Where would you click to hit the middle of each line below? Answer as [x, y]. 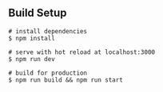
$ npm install [32, 38]
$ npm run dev [32, 59]
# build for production [48, 73]
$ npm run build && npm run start [66, 80]
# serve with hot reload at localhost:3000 [82, 52]
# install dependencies [48, 31]
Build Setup [38, 13]
